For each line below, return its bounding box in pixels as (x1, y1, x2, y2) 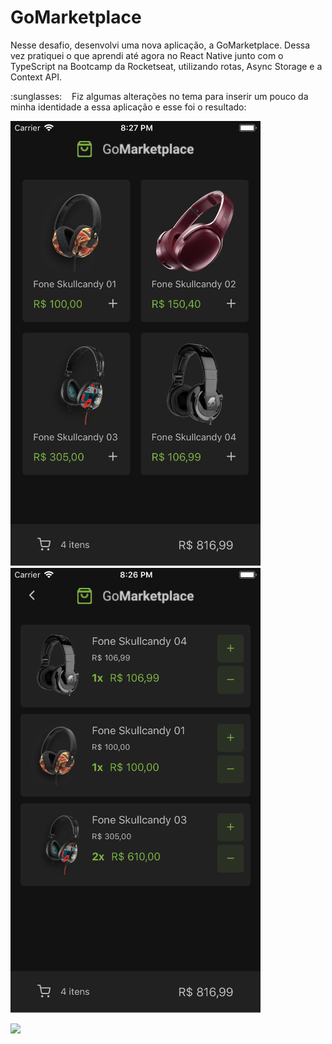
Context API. (10, 71, 63, 83)
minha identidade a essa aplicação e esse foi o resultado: (10, 101, 247, 113)
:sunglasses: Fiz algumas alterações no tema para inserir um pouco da (10, 90, 309, 102)
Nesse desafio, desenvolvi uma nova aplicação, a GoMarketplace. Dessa (10, 39, 311, 51)
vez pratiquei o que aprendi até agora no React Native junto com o (10, 49, 284, 61)
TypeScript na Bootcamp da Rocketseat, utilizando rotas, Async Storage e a (10, 60, 323, 72)
